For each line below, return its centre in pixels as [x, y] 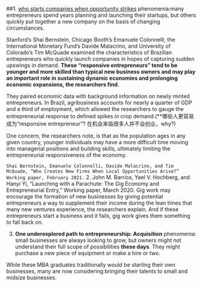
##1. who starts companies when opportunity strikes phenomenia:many [95, 9]
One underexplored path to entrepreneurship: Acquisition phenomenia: [106, 234]
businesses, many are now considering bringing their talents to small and [97, 271]
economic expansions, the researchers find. [63, 84]
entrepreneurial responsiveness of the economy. [67, 155]
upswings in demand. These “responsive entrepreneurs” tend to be [92, 65]
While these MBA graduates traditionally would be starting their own [91, 265]
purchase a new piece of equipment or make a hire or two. [88, 253]
